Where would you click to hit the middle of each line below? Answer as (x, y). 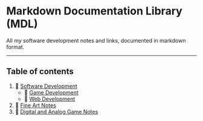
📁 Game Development (51, 92)
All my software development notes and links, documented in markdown (96, 40)
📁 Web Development (50, 99)
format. (15, 47)
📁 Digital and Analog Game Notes (56, 111)
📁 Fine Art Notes (35, 105)
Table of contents (40, 71)
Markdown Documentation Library (94, 11)
